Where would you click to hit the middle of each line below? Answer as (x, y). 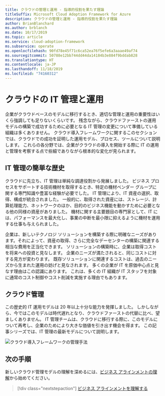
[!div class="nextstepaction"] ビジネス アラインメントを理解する (82, 389)
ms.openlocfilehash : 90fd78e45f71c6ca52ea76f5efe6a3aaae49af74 (71, 51)
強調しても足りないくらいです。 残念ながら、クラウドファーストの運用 (85, 120)
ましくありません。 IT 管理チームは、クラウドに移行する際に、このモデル (79, 319)
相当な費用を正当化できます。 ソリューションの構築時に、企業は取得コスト (81, 246)
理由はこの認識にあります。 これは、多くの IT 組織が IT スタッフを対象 (85, 271)
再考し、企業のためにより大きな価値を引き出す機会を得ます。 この (85, 326)
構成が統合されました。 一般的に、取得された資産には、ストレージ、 (83, 199)
